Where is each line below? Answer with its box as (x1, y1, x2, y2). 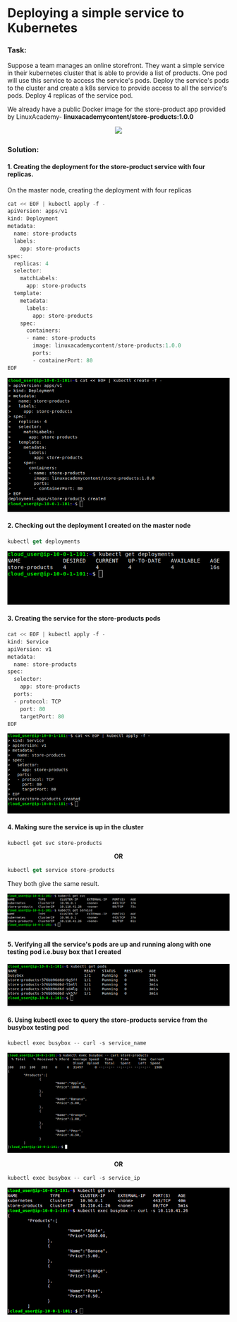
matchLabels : (20, 275, 59, 282)
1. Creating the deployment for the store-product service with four (7, 163, 206, 171)
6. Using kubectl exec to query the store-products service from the (7, 1016, 208, 1024)
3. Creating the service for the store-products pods (7, 614, 161, 623)
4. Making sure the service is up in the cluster (7, 823, 144, 832)
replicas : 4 (13, 260, 49, 267)
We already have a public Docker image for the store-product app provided (7, 105, 226, 114)
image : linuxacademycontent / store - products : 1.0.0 (32, 342, 181, 350)
